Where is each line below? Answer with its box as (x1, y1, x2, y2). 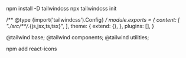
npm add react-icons (6, 45, 57, 52)
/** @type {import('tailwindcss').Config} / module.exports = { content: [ (6, 16, 180, 23)
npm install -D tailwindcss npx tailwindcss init (6, 5, 117, 12)
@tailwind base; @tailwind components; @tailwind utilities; (6, 34, 149, 40)
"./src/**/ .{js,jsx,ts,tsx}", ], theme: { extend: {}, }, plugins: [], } (6, 23, 155, 29)
